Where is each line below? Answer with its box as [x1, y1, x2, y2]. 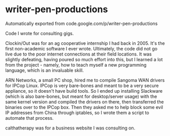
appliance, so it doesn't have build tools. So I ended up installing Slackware [5, 88, 163, 94]
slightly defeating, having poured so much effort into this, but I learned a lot [5, 56, 163, 62]
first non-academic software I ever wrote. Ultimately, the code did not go [5, 45, 158, 51]
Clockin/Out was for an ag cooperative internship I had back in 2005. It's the [5, 40, 165, 46]
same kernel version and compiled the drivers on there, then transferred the [5, 98, 164, 105]
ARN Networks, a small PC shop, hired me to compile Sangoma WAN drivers [5, 77, 165, 83]
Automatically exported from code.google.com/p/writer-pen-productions [5, 20, 158, 26]
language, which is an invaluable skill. [5, 67, 84, 73]
